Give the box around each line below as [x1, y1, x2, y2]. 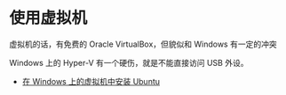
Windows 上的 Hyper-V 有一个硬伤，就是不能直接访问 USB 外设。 [9, 57, 249, 68]
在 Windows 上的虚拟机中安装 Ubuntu [21, 76, 161, 86]
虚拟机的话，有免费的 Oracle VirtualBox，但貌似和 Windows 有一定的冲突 [9, 39, 277, 49]
